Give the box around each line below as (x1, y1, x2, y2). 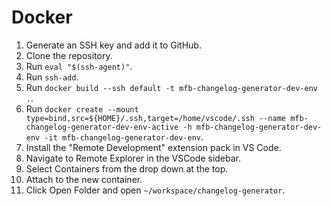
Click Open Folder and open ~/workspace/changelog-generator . (25, 184, 286, 196)
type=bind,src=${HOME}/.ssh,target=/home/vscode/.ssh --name (25, 113, 287, 123)
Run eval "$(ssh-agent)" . (25, 60, 133, 72)
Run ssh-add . (25, 71, 79, 83)
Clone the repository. (25, 49, 113, 61)
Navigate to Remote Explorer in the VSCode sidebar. (25, 152, 242, 164)
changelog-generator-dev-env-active (25, 122, 179, 132)
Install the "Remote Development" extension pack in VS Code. (25, 141, 282, 153)
